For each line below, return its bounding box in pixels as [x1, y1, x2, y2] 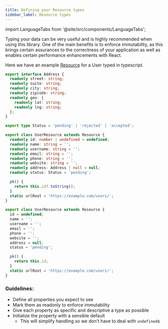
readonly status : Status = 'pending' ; [10, 170, 92, 175]
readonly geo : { [10, 95, 44, 100]
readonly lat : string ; [14, 100, 62, 105]
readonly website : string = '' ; [10, 161, 78, 166]
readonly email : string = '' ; [10, 151, 73, 156]
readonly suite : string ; [10, 81, 62, 86]
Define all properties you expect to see [12, 296, 93, 302]
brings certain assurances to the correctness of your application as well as [5, 47, 160, 53]
